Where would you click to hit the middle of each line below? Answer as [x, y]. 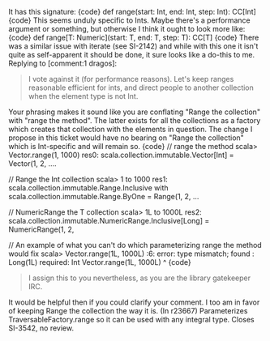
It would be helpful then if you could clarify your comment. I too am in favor [134, 302]
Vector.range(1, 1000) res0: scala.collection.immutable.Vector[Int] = [121, 155]
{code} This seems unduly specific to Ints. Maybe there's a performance [130, 20]
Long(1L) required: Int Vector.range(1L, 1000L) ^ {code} [100, 262]
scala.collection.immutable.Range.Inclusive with [88, 188]
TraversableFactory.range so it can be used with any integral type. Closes [131, 320]
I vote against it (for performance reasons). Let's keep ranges [131, 79]
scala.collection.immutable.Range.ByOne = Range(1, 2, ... [104, 196]
